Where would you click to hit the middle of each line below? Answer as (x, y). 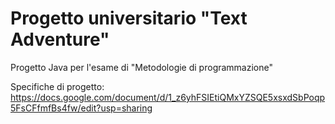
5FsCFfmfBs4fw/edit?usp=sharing (81, 108)
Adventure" (60, 39)
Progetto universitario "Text (129, 18)
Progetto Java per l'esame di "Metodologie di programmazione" (141, 67)
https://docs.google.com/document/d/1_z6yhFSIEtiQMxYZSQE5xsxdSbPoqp (168, 97)
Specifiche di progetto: (57, 86)
